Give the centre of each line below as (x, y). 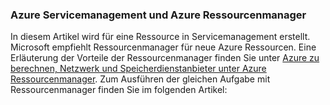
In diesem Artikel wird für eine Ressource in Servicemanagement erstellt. (160, 37)
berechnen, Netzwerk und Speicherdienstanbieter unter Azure (138, 69)
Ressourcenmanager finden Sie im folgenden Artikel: (119, 90)
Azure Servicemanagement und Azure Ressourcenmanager (158, 15)
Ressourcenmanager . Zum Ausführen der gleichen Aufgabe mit (140, 79)
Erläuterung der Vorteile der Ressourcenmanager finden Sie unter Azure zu (165, 58)
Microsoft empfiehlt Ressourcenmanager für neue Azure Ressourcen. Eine (163, 47)
